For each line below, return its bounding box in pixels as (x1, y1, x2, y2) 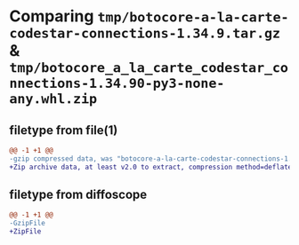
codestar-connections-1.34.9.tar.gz (9, 25, 281, 42)
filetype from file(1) (9, 122, 118, 138)
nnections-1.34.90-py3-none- (9, 75, 225, 92)
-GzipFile (9, 219, 46, 228)
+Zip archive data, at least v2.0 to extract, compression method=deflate (9, 162, 293, 171)
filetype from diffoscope (9, 187, 148, 202)
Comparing (9, 6, 94, 27)
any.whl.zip (9, 91, 98, 107)
